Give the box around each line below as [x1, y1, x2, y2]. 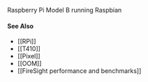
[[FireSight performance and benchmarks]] [17, 67, 142, 75]
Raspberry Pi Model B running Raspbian [7, 6, 122, 14]
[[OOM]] [17, 59, 42, 68]
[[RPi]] [17, 38, 36, 46]
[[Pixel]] [17, 52, 40, 60]
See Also [7, 22, 34, 30]
